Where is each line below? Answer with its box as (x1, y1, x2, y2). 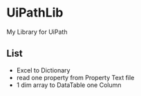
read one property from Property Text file (16, 73, 135, 81)
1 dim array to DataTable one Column (16, 81, 122, 89)
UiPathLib (6, 5, 64, 21)
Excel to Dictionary (16, 66, 70, 74)
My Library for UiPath (6, 28, 68, 36)
